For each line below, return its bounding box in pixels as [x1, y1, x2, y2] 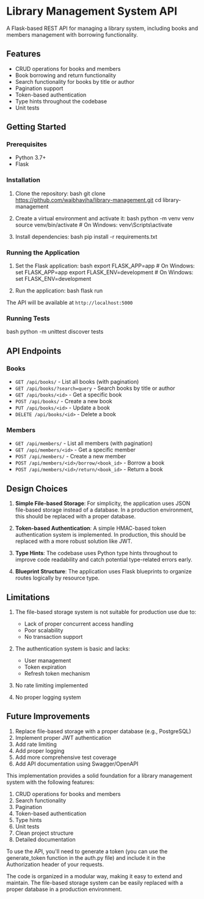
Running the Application [6, 248, 80, 256]
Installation [6, 176, 41, 184]
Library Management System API [6, 4, 178, 18]
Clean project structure [15, 829, 74, 837]
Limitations [6, 592, 50, 602]
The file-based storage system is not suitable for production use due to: [15, 608, 197, 616]
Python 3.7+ [15, 154, 46, 162]
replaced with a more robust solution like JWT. [15, 537, 133, 545]
